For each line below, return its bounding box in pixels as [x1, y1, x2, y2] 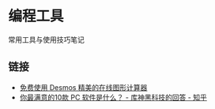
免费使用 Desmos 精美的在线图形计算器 [19, 82, 148, 92]
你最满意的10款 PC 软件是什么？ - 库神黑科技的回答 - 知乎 [19, 92, 207, 102]
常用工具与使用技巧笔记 [8, 35, 85, 44]
